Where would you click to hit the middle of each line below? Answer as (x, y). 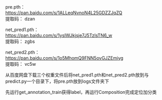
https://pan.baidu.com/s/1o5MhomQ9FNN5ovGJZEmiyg (64, 58)
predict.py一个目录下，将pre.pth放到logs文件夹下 (57, 81)
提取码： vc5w (21, 64)
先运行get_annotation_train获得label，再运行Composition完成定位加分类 (81, 92)
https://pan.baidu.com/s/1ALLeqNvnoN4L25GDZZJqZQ (64, 13)
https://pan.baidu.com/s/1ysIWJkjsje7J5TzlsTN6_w (59, 35)
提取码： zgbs (20, 41)
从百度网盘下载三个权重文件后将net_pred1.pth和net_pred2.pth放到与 (77, 75)
